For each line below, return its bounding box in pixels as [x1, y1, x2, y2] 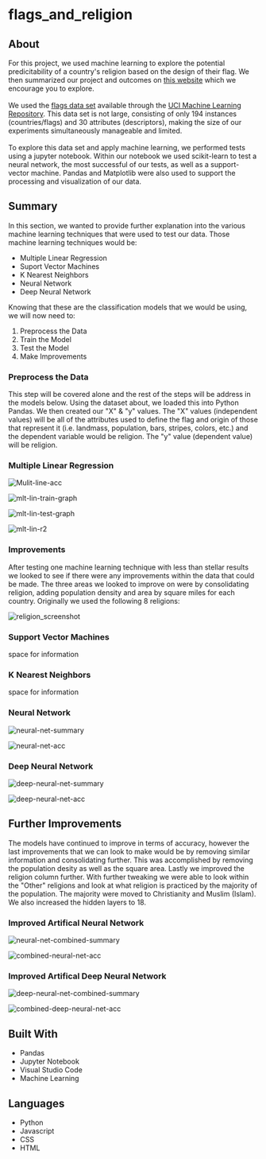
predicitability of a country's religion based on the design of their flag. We [8, 67, 250, 76]
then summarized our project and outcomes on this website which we [8, 76, 237, 84]
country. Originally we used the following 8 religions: [8, 596, 180, 605]
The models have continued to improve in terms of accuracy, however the [8, 838, 250, 848]
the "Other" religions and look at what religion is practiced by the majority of [8, 881, 258, 890]
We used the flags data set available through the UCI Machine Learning [8, 101, 242, 110]
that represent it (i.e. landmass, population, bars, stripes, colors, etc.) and [8, 423, 249, 433]
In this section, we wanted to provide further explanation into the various [8, 220, 246, 230]
